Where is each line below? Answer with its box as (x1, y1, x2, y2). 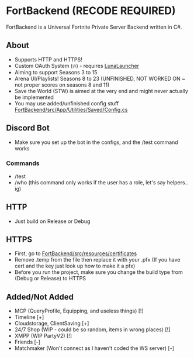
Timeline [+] (14, 314, 44, 321)
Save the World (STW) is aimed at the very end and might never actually (14, 87, 189, 94)
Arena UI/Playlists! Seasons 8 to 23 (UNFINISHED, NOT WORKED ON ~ (14, 75, 186, 82)
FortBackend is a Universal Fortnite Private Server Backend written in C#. (6, 23, 182, 30)
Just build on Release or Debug (14, 218, 91, 225)
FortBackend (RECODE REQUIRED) (6, 4, 176, 18)
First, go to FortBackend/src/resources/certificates (14, 250, 137, 257)
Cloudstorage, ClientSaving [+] (14, 320, 89, 327)
